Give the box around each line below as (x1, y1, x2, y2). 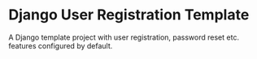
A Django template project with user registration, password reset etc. (8, 32, 240, 42)
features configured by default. (8, 40, 113, 50)
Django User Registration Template (8, 6, 250, 24)
